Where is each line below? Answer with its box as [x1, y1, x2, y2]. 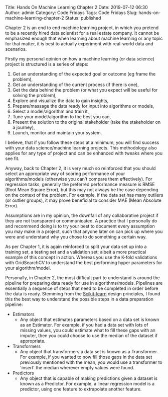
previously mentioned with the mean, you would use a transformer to [20, 359, 163, 365]
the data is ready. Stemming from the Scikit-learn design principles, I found [5, 291, 160, 296]
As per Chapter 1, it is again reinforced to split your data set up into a [5, 244, 147, 250]
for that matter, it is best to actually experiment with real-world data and [5, 41, 154, 47]
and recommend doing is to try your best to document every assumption [5, 223, 155, 229]
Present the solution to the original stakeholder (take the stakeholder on [12, 119, 161, 125]
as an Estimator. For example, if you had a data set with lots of [20, 322, 148, 328]
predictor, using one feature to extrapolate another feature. [20, 386, 142, 392]
